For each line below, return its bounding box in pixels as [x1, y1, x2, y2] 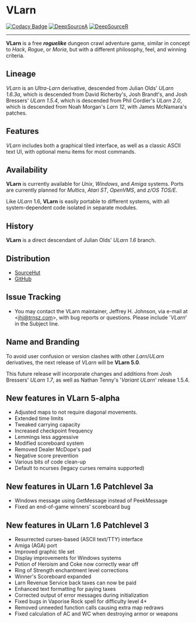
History [6, 221, 34, 231]
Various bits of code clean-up [14, 458, 86, 465]
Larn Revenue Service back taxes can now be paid [14, 579, 137, 586]
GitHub [14, 275, 32, 282]
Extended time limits [14, 415, 64, 422]
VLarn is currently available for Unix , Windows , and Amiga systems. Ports [6, 181, 184, 188]
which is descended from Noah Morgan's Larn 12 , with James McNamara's [6, 103, 187, 110]
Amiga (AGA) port [14, 542, 57, 549]
